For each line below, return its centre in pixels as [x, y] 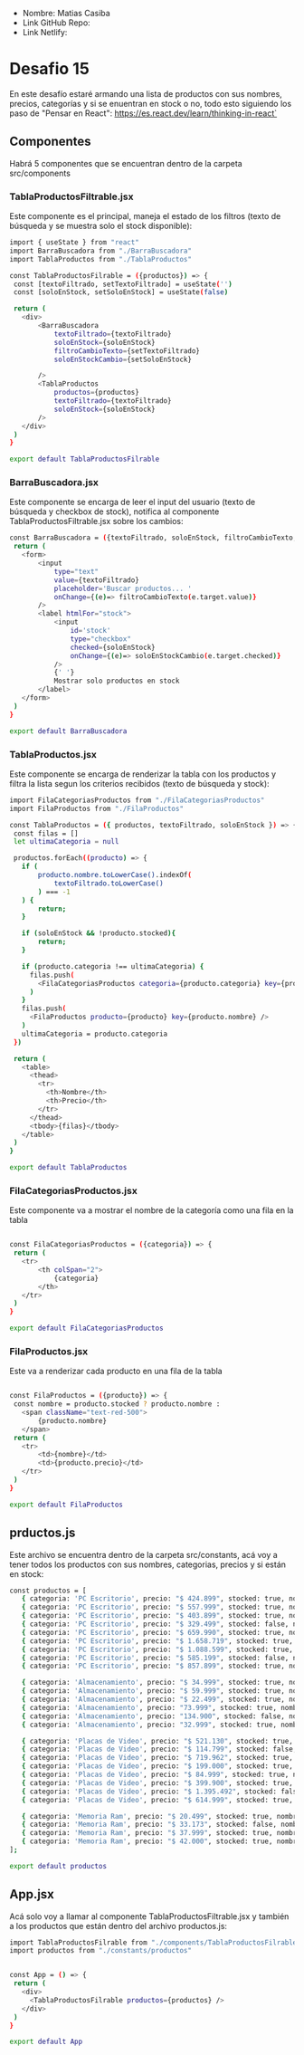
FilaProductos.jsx [49, 1351]
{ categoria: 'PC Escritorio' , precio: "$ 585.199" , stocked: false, [155, 1658]
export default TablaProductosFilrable [85, 459]
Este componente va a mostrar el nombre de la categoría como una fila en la [152, 1210]
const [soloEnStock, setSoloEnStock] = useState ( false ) [121, 292]
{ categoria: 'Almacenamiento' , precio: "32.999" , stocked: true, [149, 1725]
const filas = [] [46, 833]
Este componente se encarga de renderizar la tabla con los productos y [143, 774]
